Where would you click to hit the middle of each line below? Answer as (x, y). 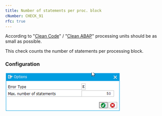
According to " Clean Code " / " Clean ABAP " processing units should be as (81, 36)
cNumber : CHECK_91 (24, 16)
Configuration (22, 64)
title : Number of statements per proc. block (53, 11)
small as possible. (23, 41)
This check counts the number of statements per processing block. (74, 51)
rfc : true (15, 21)
